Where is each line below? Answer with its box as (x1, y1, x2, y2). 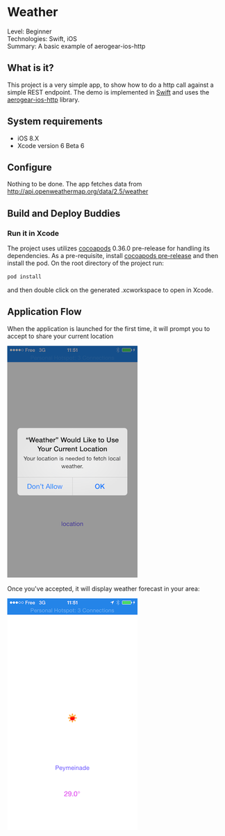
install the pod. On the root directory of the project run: (7, 259, 165, 268)
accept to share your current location (7, 332, 114, 340)
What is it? (7, 62, 54, 74)
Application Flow (7, 306, 82, 318)
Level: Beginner (7, 27, 52, 35)
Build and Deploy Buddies (7, 207, 121, 219)
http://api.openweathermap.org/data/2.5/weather (7, 187, 149, 195)
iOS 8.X (17, 134, 40, 143)
